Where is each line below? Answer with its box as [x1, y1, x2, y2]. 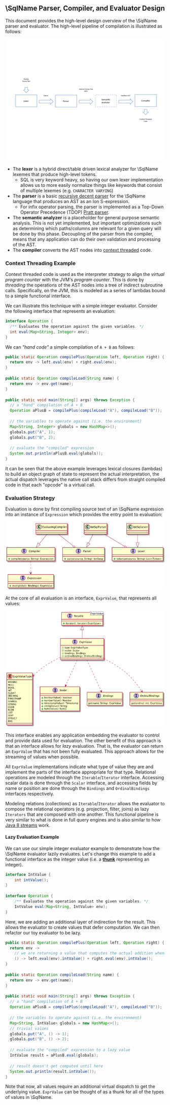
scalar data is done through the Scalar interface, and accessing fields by [5, 780, 157, 786]
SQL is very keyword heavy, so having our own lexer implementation [20, 177, 163, 183]
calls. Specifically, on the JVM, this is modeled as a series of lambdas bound [5, 288, 165, 294]
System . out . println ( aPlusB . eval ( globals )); [10, 451, 103, 456]
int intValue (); [14, 877, 49, 883]
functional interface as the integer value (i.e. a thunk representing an [5, 856, 150, 862]
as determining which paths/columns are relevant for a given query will [12, 225, 161, 231]
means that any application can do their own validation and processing [12, 236, 161, 242]
